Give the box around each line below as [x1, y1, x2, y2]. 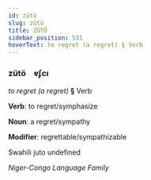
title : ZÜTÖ [8, 26, 47, 34]
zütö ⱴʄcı [8, 68, 49, 79]
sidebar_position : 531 [8, 33, 83, 42]
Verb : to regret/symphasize [8, 101, 98, 111]
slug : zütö [8, 19, 44, 27]
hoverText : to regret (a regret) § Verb [8, 41, 144, 49]
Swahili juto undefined [8, 147, 81, 157]
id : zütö [8, 11, 37, 20]
